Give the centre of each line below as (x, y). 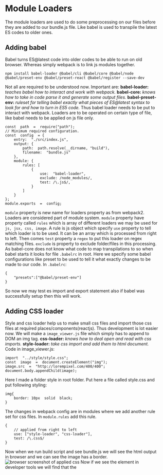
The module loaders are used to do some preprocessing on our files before (80, 22)
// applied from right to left (45, 430)
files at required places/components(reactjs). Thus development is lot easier (81, 328)
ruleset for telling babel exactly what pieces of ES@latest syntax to (82, 102)
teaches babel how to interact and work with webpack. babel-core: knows (80, 92)
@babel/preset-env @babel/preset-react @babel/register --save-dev (75, 78)
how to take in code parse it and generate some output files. (66, 97)
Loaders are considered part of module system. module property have (75, 218)
